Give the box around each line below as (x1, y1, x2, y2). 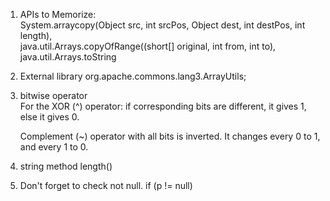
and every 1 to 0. (19, 141, 89, 153)
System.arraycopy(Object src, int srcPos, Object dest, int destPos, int (19, 19, 306, 31)
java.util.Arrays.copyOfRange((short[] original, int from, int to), (19, 40, 277, 52)
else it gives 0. (19, 111, 80, 123)
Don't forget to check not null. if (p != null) (19, 180, 193, 191)
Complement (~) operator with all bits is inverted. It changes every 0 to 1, (19, 130, 321, 142)
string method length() (19, 160, 113, 172)
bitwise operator (19, 90, 88, 101)
